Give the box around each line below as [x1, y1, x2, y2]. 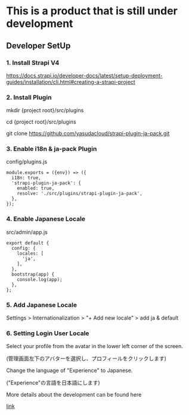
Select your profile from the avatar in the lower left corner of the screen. [6, 343, 184, 350]
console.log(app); [17, 276, 63, 283]
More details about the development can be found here [6, 391, 142, 398]
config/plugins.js [6, 158, 48, 165]
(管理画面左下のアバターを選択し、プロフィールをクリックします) [6, 355, 167, 362]
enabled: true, [17, 185, 55, 191]
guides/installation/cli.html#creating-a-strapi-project [6, 78, 135, 85]
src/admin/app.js [6, 228, 48, 236]
